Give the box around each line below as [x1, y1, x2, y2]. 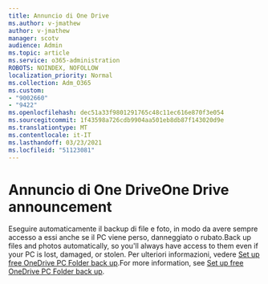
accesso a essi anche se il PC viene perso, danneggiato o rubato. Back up [8, 233, 251, 242]
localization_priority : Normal [8, 71, 113, 79]
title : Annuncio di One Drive [8, 11, 110, 20]
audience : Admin [8, 42, 63, 50]
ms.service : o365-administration [8, 57, 120, 65]
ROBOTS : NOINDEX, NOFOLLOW [8, 64, 99, 72]
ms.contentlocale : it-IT [8, 131, 91, 139]
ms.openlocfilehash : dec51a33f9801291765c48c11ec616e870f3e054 [8, 109, 225, 117]
